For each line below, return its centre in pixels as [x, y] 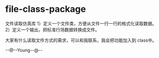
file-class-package [46, 9]
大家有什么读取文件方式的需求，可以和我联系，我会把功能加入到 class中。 [81, 40]
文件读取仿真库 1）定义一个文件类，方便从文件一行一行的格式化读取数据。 [81, 23]
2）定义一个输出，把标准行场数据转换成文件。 [52, 29]
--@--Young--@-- [24, 50]
